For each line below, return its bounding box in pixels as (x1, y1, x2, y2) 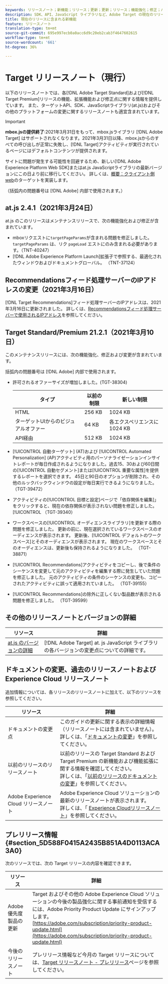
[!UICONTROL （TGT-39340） (12, 509, 75, 515)
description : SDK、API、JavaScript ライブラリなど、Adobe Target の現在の (5, 12, 153, 17)
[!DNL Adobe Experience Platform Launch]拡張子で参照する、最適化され (12, 253, 161, 259)
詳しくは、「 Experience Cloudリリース (59, 804, 150, 811)
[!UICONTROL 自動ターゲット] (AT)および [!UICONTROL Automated (12, 449, 151, 454)
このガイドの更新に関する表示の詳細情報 (59, 718, 155, 725)
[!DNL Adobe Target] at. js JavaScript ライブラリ (44, 639, 158, 646)
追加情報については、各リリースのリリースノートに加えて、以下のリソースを (5, 689, 161, 695)
